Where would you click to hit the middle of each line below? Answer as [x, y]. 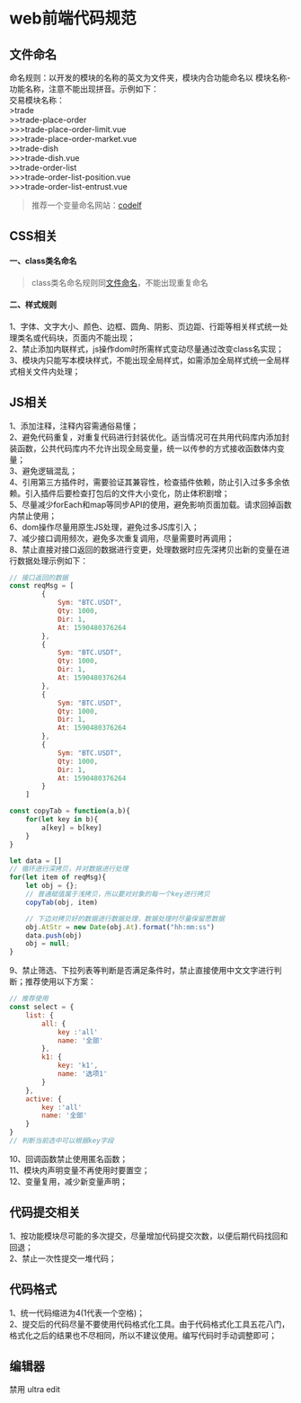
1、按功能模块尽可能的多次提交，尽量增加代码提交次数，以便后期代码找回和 [149, 1236]
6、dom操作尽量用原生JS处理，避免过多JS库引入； [104, 527]
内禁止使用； [33, 515]
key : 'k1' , [78, 1066]
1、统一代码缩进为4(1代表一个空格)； [77, 1312]
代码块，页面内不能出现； [88, 337]
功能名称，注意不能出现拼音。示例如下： [84, 89]
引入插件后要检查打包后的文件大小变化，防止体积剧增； [127, 493]
